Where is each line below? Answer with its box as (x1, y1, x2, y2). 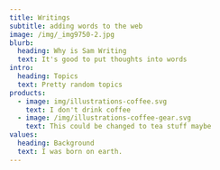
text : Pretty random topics (17, 80, 124, 89)
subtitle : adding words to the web (9, 22, 143, 31)
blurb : (9, 38, 34, 48)
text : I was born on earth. (17, 147, 124, 156)
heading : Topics (17, 72, 78, 81)
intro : (9, 64, 34, 73)
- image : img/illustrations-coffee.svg (17, 96, 168, 106)
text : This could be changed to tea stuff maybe (25, 122, 212, 131)
